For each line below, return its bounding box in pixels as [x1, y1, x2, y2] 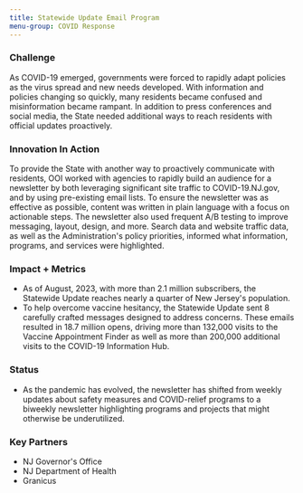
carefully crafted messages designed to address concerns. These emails [22, 312, 295, 323]
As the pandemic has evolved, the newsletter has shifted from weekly [22, 384, 282, 394]
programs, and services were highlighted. [9, 241, 165, 251]
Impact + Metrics [9, 263, 86, 276]
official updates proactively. [9, 119, 113, 131]
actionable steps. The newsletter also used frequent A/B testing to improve [9, 212, 289, 223]
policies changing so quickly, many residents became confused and [9, 91, 262, 102]
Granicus [22, 475, 57, 486]
